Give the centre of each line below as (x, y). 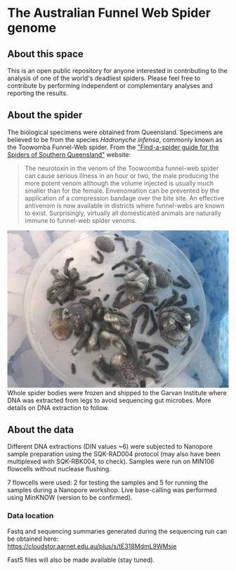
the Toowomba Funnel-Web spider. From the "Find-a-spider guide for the (113, 147)
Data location (31, 516)
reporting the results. (38, 93)
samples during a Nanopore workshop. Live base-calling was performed (112, 490)
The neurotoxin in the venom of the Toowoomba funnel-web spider (122, 168)
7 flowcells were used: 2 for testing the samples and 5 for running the (108, 482)
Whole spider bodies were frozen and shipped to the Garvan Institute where (117, 392)
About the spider (45, 115)
